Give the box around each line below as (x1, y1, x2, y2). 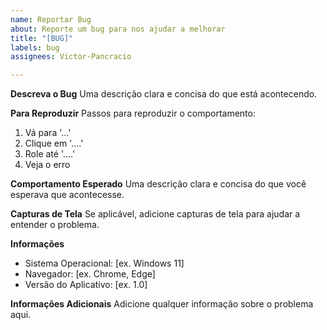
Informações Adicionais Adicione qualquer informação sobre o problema (10, 298, 314, 310)
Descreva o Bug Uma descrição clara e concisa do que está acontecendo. (10, 88, 318, 100)
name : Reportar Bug (10, 14, 92, 25)
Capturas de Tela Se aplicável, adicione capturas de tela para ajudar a (10, 208, 301, 220)
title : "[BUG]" (10, 33, 74, 43)
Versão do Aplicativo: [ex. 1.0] (24, 279, 148, 291)
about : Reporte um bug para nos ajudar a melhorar (10, 24, 226, 34)
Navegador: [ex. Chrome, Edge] (24, 268, 156, 280)
